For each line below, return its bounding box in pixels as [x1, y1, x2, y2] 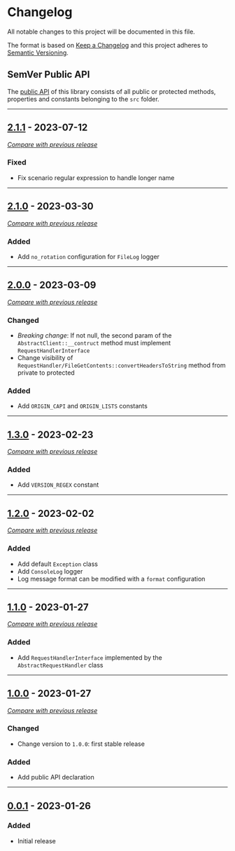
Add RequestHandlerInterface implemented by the [17, 653, 162, 662]
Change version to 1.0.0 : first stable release [17, 740, 145, 748]
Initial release [17, 836, 56, 845]
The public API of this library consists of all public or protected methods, [7, 87, 216, 95]
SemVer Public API [7, 69, 90, 81]
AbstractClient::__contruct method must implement [17, 339, 171, 347]
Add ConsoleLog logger [17, 567, 83, 575]
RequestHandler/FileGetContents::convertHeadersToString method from [17, 361, 226, 370]
